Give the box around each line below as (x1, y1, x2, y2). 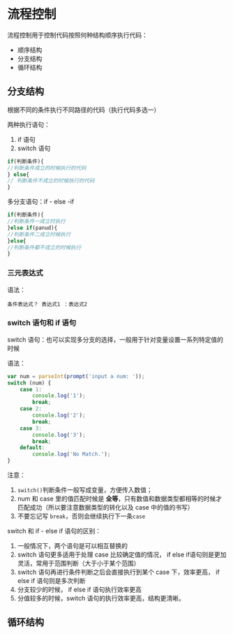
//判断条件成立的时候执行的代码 (7, 164, 87, 171)
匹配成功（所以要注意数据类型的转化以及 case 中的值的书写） (17, 503, 194, 512)
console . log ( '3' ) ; (32, 431, 86, 438)
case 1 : (20, 386, 42, 393)
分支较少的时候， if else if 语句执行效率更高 (17, 585, 142, 594)
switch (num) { (7, 379, 52, 387)
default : (20, 445, 45, 452)
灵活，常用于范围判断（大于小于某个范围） (17, 559, 140, 568)
